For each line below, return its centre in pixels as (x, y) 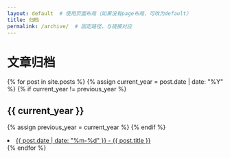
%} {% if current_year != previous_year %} (67, 89)
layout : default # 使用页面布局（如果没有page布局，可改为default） (99, 13)
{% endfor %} (27, 148)
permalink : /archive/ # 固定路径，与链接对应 (70, 26)
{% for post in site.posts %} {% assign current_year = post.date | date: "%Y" (115, 82)
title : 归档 (23, 20)
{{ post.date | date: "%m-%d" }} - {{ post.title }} (83, 141)
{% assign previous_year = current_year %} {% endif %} (87, 127)
